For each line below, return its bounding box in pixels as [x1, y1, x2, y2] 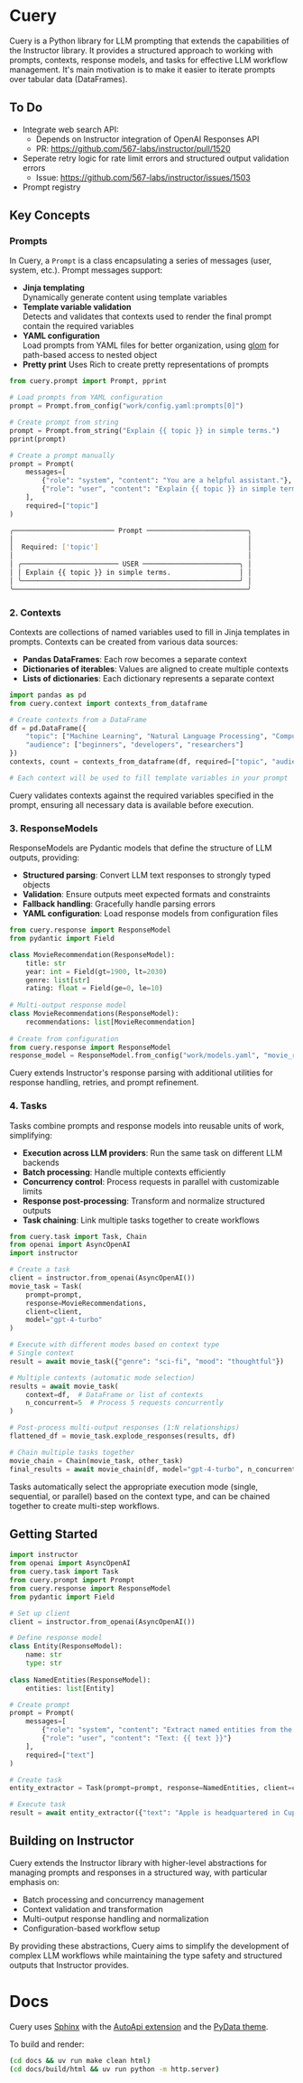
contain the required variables [22, 321, 134, 332]
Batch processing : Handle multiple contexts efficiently [22, 1167, 226, 1178]
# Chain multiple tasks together [9, 1448, 135, 1457]
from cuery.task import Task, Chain [9, 1232, 147, 1241]
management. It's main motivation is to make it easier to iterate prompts [9, 64, 276, 75]
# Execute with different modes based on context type [9, 1340, 220, 1349]
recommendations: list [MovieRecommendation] [25, 1018, 196, 1027]
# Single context [9, 1348, 75, 1358]
